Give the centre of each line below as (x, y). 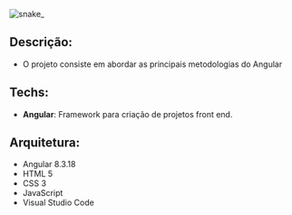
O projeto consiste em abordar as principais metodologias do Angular (152, 64)
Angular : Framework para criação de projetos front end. (127, 114)
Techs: (29, 93)
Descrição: (41, 42)
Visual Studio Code (58, 202)
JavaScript (43, 193)
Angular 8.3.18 (49, 164)
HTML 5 (38, 174)
